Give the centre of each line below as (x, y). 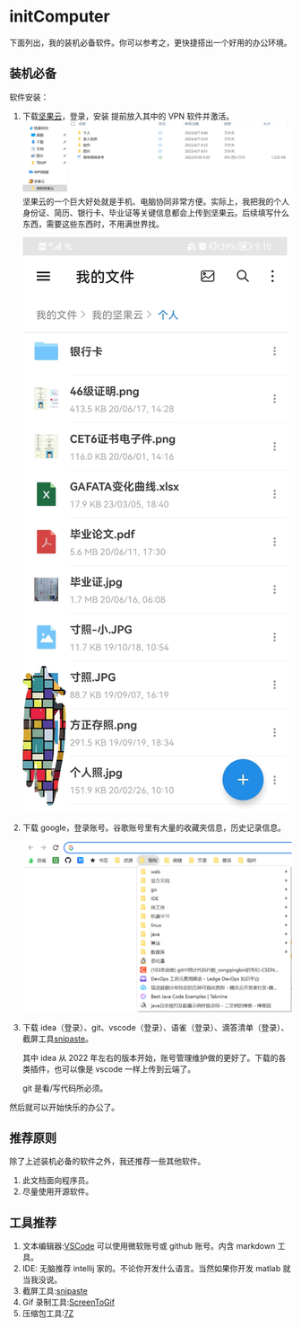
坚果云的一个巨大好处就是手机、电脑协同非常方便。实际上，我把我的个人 (155, 202)
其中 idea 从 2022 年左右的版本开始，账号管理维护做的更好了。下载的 (150, 1057)
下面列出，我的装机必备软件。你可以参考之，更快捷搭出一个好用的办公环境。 (150, 42)
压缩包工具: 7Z (48, 1314)
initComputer (60, 17)
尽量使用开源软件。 (58, 1191)
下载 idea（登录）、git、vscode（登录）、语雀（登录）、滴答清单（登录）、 (155, 1027)
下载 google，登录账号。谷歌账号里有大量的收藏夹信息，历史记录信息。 (154, 827)
